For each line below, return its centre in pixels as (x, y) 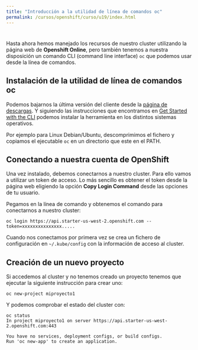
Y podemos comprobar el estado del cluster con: (66, 305)
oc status (18, 316)
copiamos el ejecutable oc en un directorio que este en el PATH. (84, 141)
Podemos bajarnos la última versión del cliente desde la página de (87, 104)
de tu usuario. (23, 192)
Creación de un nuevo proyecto (65, 262)
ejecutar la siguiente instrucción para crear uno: (64, 283)
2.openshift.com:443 (32, 326)
